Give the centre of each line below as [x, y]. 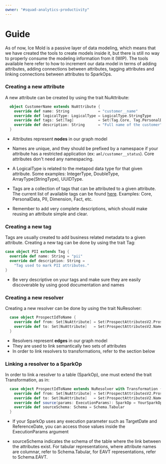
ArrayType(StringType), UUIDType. [48, 179]
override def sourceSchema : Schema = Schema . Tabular [69, 407]
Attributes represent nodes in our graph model [60, 139]
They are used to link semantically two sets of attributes [69, 346]
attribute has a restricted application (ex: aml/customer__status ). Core [83, 154]
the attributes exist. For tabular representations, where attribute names [84, 447]
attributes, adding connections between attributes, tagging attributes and [80, 69]
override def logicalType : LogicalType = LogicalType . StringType [83, 116]
